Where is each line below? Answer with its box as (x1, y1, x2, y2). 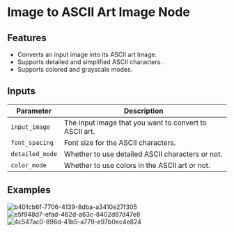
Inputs (7, 85, 36, 98)
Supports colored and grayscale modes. (17, 65, 133, 73)
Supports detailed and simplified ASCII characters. (17, 58, 162, 66)
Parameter (16, 106, 52, 116)
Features (7, 32, 47, 44)
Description (123, 106, 164, 116)
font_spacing (10, 139, 54, 146)
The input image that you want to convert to (63, 118, 207, 127)
